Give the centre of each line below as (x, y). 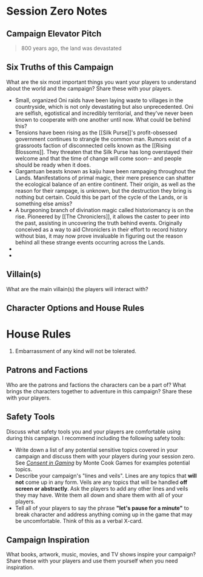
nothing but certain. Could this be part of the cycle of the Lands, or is (101, 197)
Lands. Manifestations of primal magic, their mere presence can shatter (104, 178)
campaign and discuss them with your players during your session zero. (105, 456)
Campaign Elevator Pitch (54, 34)
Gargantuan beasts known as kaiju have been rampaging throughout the (105, 171)
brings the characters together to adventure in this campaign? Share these (99, 391)
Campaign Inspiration (48, 540)
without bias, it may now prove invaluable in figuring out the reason (99, 236)
